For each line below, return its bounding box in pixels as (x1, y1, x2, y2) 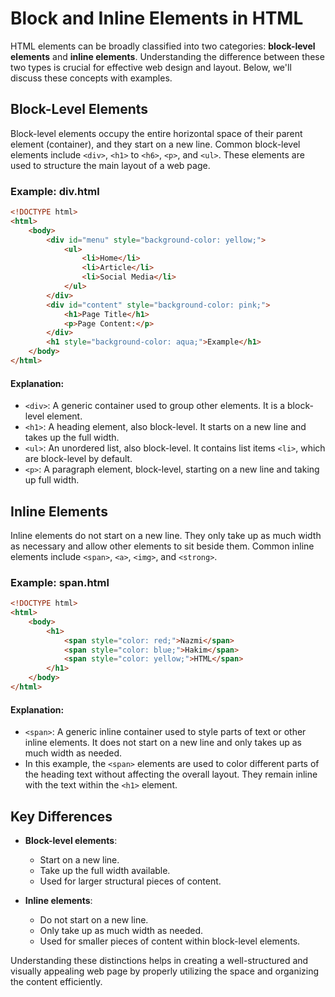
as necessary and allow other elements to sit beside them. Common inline (10, 540, 315, 552)
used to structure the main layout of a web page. (10, 159, 211, 171)
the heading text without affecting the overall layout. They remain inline (24, 768, 318, 781)
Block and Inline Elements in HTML (10, 7, 304, 30)
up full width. (24, 474, 80, 486)
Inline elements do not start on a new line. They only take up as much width (10, 529, 322, 541)
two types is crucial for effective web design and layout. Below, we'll (10, 61, 292, 73)
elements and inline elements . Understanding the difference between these (10, 50, 325, 62)
